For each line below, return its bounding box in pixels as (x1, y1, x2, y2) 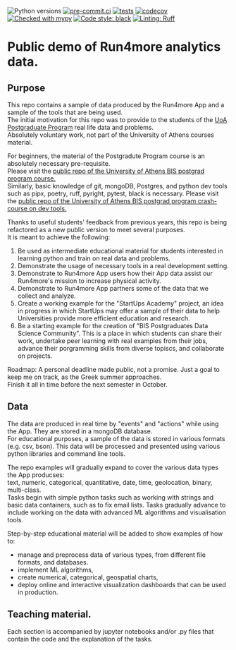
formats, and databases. (17, 558, 89, 566)
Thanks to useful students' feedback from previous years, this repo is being (7, 218, 228, 226)
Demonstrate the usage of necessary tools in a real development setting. (17, 262, 229, 270)
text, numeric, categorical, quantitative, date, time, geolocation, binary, (7, 478, 213, 486)
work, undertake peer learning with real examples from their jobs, (17, 337, 208, 345)
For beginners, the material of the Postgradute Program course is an (7, 152, 206, 160)
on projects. (17, 351, 53, 360)
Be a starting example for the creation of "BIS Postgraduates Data (17, 322, 209, 330)
